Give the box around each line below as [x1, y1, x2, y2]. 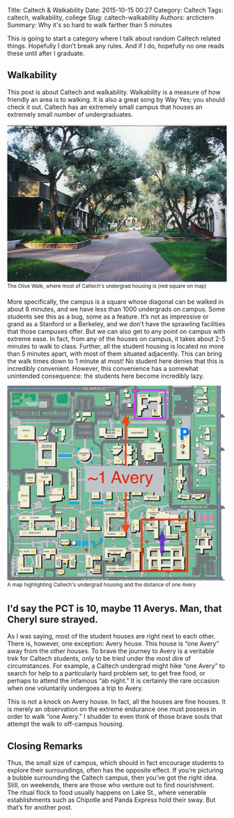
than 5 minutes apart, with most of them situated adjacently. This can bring [7, 349, 223, 358]
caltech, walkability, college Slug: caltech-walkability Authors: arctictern [7, 13, 214, 22]
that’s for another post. [7, 803, 73, 812]
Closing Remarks [7, 740, 84, 752]
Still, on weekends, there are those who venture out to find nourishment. [7, 781, 214, 789]
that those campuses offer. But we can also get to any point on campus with [7, 327, 226, 335]
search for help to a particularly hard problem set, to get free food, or [7, 669, 205, 678]
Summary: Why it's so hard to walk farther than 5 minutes [7, 21, 173, 29]
